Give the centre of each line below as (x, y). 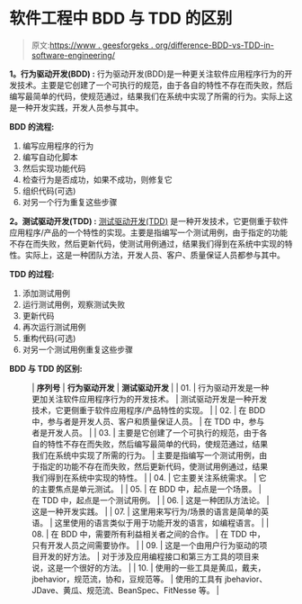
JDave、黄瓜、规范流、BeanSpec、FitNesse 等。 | (126, 590)
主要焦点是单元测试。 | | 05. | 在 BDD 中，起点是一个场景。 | (151, 489)
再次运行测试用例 (54, 327)
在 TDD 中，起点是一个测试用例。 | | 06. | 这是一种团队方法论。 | (151, 500)
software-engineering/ (73, 55)
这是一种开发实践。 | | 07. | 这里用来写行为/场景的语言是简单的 (147, 511)
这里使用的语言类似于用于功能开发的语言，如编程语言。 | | (162, 522)
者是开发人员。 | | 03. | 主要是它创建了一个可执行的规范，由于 (146, 432)
